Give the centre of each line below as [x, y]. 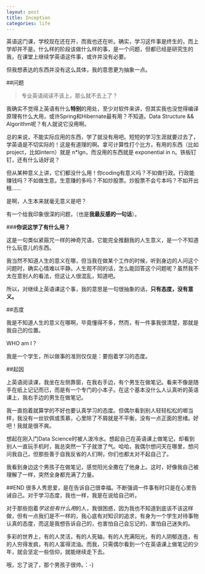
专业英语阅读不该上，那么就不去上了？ [69, 96]
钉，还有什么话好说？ [33, 160]
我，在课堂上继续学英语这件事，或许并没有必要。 [68, 57]
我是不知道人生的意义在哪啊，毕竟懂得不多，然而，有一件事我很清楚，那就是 [103, 323]
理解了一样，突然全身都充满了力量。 [52, 475]
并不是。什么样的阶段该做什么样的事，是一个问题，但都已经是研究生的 [105, 49]
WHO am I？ [22, 344]
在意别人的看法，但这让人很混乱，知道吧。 [65, 276]
